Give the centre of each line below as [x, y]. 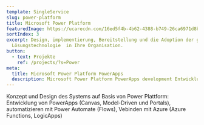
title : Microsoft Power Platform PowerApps [67, 74]
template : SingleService [38, 12]
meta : [13, 68]
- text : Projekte [34, 57]
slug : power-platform [34, 18]
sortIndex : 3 [23, 34]
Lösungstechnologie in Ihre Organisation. [67, 46]
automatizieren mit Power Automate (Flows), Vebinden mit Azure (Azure [96, 109]
